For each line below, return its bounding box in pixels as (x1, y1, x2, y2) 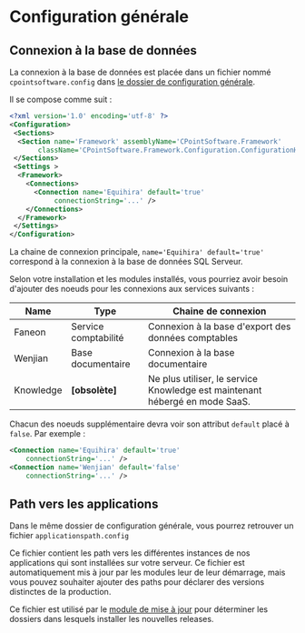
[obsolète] (71, 384, 118, 397)
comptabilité (71, 332, 124, 345)
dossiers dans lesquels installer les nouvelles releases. (9, 614, 214, 625)
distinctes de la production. (9, 587, 112, 598)
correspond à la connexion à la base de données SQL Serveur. (9, 256, 243, 267)
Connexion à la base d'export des (148, 320, 291, 333)
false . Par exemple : (9, 428, 86, 439)
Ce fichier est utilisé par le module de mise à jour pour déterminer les (9, 604, 269, 615)
